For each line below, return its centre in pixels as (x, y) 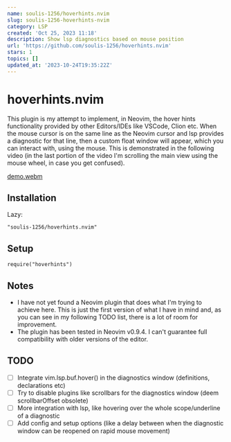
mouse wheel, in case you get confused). (66, 163)
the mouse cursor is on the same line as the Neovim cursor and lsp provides (115, 133)
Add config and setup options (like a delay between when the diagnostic (120, 423)
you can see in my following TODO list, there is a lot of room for (108, 317)
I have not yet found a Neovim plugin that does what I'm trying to (110, 302)
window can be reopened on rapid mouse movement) (94, 431)
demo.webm (25, 176)
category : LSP (28, 26)
